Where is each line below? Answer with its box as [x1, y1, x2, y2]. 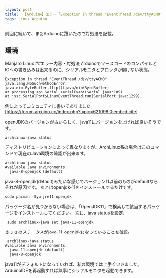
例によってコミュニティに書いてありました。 [5, 103, 95, 109]
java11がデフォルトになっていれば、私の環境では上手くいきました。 [5, 261, 142, 267]
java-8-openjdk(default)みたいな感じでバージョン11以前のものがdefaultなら [5, 179, 158, 185]
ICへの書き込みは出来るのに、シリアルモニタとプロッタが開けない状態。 [5, 67, 152, 73]
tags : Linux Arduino [5, 16, 48, 21]
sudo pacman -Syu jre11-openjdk [5, 194, 72, 199]
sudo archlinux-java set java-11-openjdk [7, 220, 94, 225]
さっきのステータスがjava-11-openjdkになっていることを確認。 [5, 229, 132, 235]
